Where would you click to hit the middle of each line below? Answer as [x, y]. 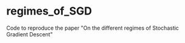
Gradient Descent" [30, 34]
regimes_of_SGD [49, 11]
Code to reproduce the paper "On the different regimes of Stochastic [93, 28]
